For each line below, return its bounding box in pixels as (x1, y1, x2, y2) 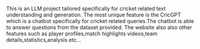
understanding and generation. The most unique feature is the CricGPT (6, 11, 181, 18)
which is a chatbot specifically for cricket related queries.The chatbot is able (6, 18, 194, 24)
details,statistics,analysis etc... (6, 37, 82, 43)
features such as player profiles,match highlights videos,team (6, 30, 158, 37)
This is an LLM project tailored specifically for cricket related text (6, 5, 166, 12)
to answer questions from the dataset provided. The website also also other (6, 24, 192, 31)
